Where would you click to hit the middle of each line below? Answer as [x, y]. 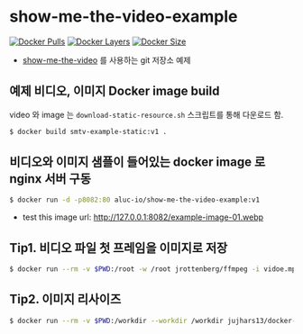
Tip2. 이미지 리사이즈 [65, 299]
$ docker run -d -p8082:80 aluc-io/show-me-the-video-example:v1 [134, 200]
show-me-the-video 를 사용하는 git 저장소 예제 [106, 59]
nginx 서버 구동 [50, 179]
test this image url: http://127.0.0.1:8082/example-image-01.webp [143, 217]
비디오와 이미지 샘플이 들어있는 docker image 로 [138, 162]
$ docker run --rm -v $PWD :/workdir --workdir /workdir [116, 320]
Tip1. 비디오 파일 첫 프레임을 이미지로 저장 [119, 248]
